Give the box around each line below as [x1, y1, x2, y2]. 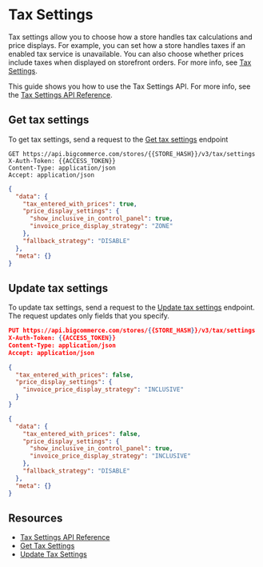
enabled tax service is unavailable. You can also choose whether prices [8, 49, 244, 58]
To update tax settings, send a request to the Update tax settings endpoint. [8, 302, 256, 313]
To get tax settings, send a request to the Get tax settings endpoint [8, 134, 229, 144]
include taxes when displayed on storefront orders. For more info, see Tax [8, 58, 252, 67]
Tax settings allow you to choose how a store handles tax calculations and [8, 32, 253, 42]
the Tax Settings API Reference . [8, 90, 114, 99]
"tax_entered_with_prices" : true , [22, 200, 137, 208]
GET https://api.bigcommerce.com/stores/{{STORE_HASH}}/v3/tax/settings [8, 150, 256, 158]
